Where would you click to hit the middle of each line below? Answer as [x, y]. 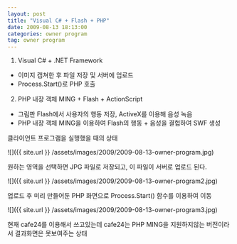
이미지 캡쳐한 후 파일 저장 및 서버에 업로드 [75, 75]
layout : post [27, 14]
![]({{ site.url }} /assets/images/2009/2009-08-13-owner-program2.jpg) [113, 181]
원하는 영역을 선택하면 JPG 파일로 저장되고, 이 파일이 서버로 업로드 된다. [107, 167]
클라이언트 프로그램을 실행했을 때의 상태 [63, 138]
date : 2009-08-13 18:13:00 [47, 27]
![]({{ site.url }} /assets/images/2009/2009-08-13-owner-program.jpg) [111, 152]
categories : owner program [47, 34]
